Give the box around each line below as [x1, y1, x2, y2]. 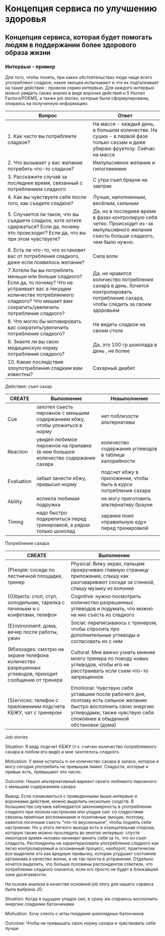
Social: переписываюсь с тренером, [71, 619, 158, 626]
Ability [7, 498, 22, 505]
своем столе [92, 327, 124, 334]
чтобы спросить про [71, 625, 120, 632]
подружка [36, 501, 60, 508]
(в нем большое [36, 448, 75, 455]
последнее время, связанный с [7, 179, 83, 186]
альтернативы [101, 419, 135, 426]
